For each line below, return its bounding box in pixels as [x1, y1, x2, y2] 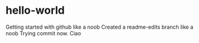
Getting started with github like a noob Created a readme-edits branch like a [5, 23, 194, 30]
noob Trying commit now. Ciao [5, 29, 82, 36]
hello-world [5, 4, 65, 17]
